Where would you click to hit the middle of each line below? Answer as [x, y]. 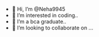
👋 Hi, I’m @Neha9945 [39, 9]
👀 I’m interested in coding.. [45, 15]
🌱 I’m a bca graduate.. [39, 21]
